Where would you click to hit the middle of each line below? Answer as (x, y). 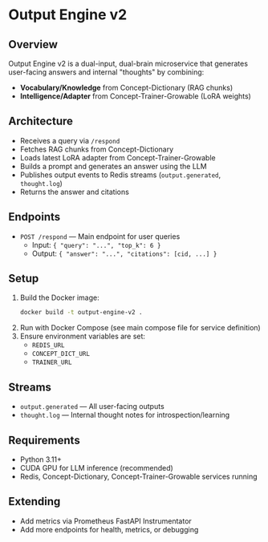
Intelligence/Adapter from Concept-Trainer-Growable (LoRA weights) (135, 96)
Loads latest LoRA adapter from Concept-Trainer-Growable (118, 157)
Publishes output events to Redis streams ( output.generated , (120, 175)
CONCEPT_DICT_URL (61, 354)
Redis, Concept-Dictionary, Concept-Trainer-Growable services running (138, 476)
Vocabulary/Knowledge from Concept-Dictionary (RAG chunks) (126, 87)
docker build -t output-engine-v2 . (81, 313)
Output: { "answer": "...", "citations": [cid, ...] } (124, 253)
